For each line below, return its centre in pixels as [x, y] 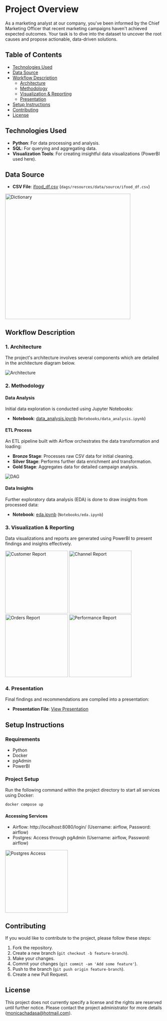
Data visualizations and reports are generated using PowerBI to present [79, 538]
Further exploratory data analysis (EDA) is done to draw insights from [76, 499]
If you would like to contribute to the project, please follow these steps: [78, 938]
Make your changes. [33, 959]
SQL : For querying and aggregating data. [54, 148]
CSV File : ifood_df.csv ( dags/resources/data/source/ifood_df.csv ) [81, 187]
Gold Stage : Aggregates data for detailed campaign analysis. [75, 467]
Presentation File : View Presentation [50, 709]
